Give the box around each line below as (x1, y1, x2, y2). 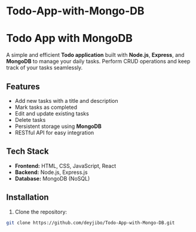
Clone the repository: (14, 208, 68, 215)
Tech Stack (6, 146, 49, 157)
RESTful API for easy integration (14, 129, 94, 136)
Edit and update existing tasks (14, 109, 90, 117)
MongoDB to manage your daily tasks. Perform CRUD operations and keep (6, 58, 191, 65)
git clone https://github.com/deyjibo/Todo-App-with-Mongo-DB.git (6, 219, 175, 225)
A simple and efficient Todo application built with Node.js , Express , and (6, 51, 185, 59)
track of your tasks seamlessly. (6, 64, 83, 71)
